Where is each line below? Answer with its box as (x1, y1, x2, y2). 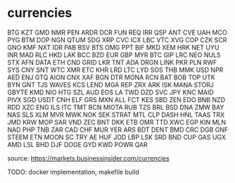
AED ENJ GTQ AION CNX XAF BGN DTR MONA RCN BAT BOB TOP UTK (7, 72, 216, 82)
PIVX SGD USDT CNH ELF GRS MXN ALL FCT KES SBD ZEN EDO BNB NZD (7, 95, 226, 103)
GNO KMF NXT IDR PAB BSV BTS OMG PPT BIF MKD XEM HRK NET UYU (7, 43, 220, 51)
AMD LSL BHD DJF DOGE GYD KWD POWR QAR (7, 140, 148, 149)
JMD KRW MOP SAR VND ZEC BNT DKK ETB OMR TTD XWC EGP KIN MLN (7, 118, 227, 126)
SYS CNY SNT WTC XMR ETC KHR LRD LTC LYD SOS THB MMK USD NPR (7, 65, 224, 74)
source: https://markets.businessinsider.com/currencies (7, 153, 170, 163)
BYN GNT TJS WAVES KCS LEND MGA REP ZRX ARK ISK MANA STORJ (7, 80, 215, 89)
